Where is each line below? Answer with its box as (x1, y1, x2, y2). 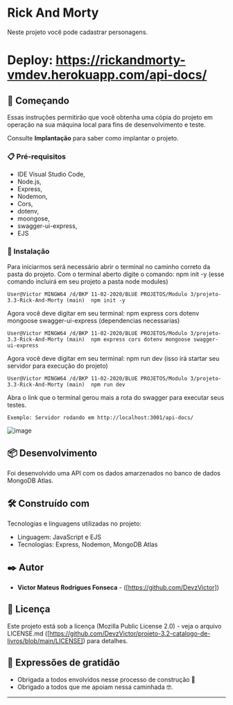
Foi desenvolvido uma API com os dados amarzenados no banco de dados (7, 469, 221, 478)
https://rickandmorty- (55, 52, 186, 68)
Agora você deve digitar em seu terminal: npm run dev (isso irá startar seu (7, 354, 220, 362)
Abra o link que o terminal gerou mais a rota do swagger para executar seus (7, 393, 225, 401)
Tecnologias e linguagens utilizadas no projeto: (7, 519, 142, 528)
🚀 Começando (7, 95, 69, 106)
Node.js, (17, 177, 42, 186)
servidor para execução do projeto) (7, 362, 109, 370)
